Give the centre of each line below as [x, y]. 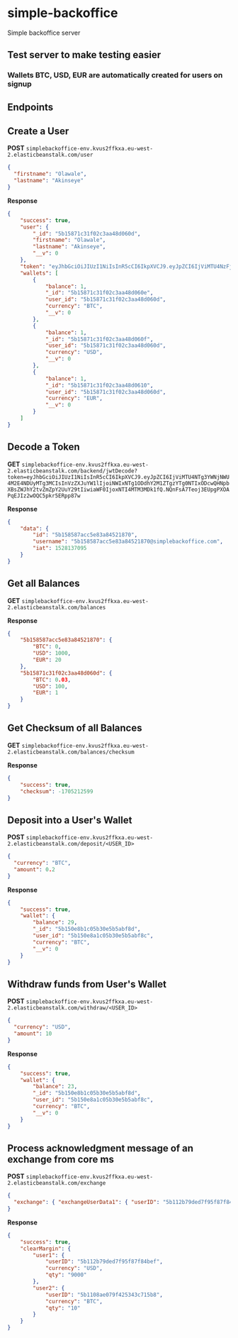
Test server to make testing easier [84, 55]
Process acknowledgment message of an [100, 1148]
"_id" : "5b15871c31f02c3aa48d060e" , [99, 293]
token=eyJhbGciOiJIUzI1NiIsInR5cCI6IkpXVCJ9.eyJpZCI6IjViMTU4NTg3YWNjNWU [119, 477]
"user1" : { [49, 1255]
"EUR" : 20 [47, 660]
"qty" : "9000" [66, 1275]
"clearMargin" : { [46, 1249]
